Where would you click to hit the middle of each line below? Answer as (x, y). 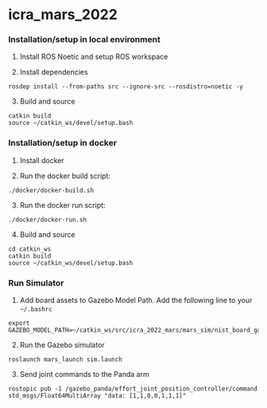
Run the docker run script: (62, 205)
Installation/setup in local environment (84, 40)
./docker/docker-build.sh (51, 190)
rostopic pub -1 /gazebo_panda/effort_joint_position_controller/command (133, 389)
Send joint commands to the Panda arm (84, 375)
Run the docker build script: (65, 176)
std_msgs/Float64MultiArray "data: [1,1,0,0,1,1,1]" (97, 396)
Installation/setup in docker (63, 143)
